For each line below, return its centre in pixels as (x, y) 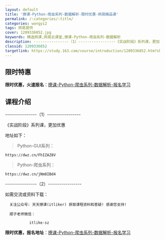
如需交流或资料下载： (27, 194)
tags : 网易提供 (19, 28)
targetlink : (17, 51)
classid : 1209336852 (26, 46)
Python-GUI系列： (36, 146)
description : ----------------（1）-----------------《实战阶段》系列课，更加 (82, 42)
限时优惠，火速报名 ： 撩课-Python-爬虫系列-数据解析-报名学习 (68, 85)
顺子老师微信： (22, 214)
